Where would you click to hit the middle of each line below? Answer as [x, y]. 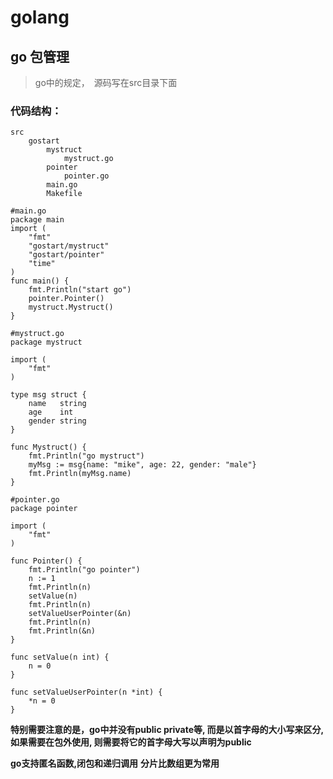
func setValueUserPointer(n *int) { [86, 692]
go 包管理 [40, 56]
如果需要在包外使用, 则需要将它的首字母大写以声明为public [131, 742]
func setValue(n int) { [60, 657]
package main [37, 220]
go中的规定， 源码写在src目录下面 [106, 82]
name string [57, 404]
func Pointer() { [46, 561]
